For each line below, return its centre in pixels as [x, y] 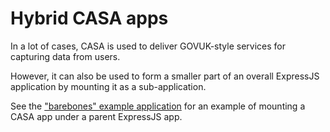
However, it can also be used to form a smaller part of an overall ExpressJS [165, 76]
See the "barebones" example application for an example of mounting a [158, 106]
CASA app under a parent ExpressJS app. [96, 116]
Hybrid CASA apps [89, 18]
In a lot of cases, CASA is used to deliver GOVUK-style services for [148, 46]
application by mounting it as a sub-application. [108, 86]
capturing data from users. [65, 56]
